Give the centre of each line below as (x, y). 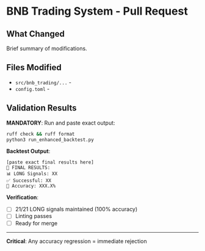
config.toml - (32, 89)
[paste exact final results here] (50, 162)
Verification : (22, 197)
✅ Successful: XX (29, 181)
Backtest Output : (28, 151)
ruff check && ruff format (41, 134)
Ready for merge (36, 223)
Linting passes (34, 216)
